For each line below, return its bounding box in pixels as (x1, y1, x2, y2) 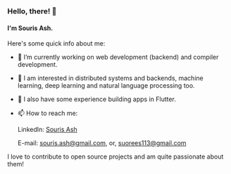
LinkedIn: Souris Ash (17, 126, 77, 134)
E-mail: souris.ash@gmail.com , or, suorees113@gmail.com (17, 139, 187, 147)
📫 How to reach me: (17, 109, 78, 118)
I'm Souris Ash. (7, 24, 54, 32)
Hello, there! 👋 (7, 6, 57, 16)
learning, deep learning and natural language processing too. (17, 81, 195, 90)
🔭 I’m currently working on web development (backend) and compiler (17, 53, 219, 62)
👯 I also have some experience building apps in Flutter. (17, 95, 176, 104)
